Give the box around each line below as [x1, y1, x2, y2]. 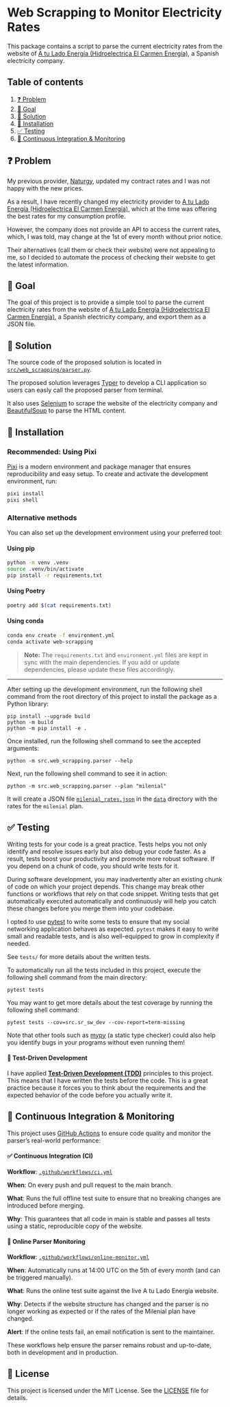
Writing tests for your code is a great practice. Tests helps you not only [7, 840, 207, 848]
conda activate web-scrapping [7, 638, 94, 645]
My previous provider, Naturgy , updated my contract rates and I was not [7, 177, 210, 185]
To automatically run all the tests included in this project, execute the [7, 966, 201, 974]
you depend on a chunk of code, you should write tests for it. [7, 862, 179, 870]
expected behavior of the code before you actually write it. [7, 1091, 172, 1099]
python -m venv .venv [7, 560, 69, 566]
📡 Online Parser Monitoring [7, 1238, 86, 1246]
